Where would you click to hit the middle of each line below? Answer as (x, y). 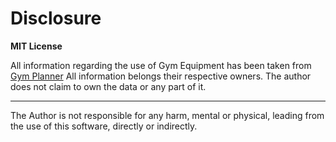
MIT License (36, 46)
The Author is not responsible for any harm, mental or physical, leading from (167, 115)
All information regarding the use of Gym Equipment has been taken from (161, 65)
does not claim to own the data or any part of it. (108, 86)
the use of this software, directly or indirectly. (104, 126)
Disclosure (56, 18)
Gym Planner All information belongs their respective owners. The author (161, 76)
